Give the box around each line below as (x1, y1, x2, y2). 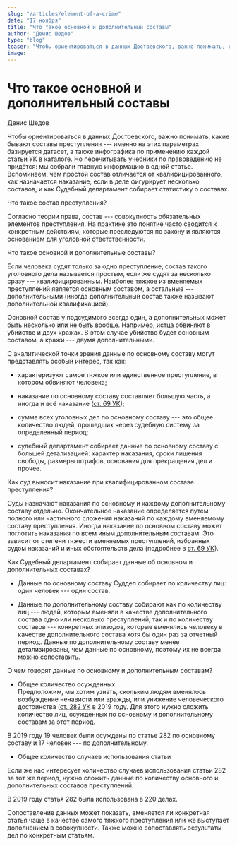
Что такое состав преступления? (7, 198, 107, 207)
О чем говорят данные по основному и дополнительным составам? (7, 666, 213, 674)
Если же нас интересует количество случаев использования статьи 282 (7, 765, 226, 774)
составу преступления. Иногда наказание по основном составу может (7, 521, 223, 530)
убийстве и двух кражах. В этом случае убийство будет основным (7, 328, 209, 336)
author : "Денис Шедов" (7, 30, 74, 37)
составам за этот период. (17, 717, 96, 726)
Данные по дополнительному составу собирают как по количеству (17, 600, 222, 608)
